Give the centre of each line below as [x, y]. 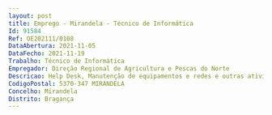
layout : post [30, 16]
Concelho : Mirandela [43, 91]
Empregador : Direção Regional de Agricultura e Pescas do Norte [119, 69]
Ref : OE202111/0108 [41, 38]
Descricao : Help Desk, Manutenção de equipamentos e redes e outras [126, 76]
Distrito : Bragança [41, 99]
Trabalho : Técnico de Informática [67, 62]
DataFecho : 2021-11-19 [47, 53]
